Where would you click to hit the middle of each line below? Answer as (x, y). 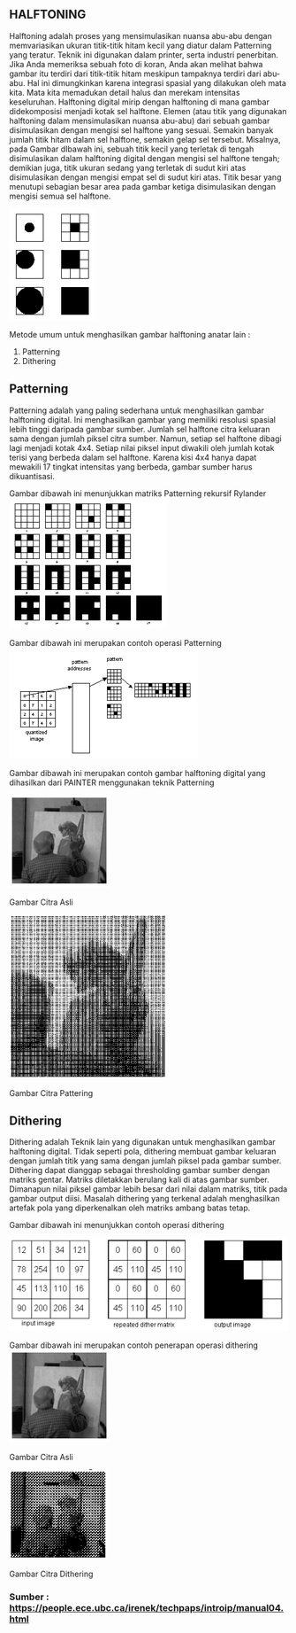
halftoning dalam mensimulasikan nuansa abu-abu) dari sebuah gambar (140, 121)
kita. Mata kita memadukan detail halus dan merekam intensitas (125, 92)
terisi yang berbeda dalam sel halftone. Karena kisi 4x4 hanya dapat (133, 457)
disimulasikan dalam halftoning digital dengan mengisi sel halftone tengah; (144, 158)
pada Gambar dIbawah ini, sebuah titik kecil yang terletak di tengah (132, 149)
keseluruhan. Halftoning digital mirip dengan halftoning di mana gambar (139, 102)
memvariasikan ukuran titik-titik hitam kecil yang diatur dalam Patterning (140, 45)
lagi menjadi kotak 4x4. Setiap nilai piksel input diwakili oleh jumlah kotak (142, 447)
